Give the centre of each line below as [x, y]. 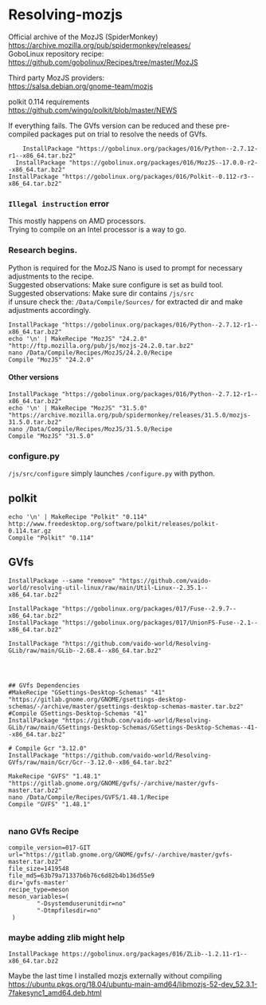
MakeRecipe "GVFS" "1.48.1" [55, 776]
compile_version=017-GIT [49, 848]
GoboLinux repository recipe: [56, 53]
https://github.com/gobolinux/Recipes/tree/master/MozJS [103, 62]
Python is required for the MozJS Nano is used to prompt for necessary [125, 267]
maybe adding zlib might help [66, 937]
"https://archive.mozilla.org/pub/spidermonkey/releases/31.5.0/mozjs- [129, 415]
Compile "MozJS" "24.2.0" [51, 360]
